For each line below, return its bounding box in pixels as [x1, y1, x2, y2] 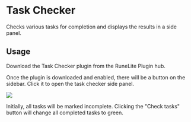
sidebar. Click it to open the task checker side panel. [6, 80, 135, 87]
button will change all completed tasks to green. [6, 109, 123, 116]
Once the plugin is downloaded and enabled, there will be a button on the [6, 73, 186, 81]
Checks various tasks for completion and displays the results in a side [6, 23, 177, 30]
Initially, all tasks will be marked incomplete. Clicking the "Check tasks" [6, 102, 180, 110]
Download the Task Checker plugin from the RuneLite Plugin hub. [6, 62, 166, 69]
